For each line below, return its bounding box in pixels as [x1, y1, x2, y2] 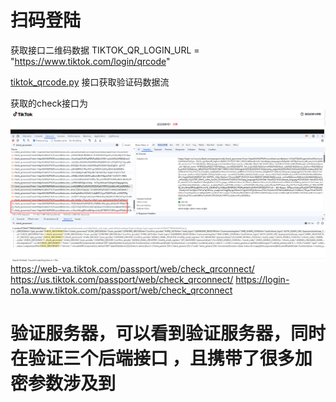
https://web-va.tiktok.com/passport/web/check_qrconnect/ [10, 262, 255, 275]
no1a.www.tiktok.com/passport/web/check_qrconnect [10, 284, 233, 296]
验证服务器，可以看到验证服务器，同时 [10, 322, 327, 345]
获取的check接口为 [10, 97, 89, 109]
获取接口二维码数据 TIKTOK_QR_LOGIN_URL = [10, 44, 200, 56]
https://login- [235, 273, 290, 285]
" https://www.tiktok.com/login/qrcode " [10, 55, 171, 67]
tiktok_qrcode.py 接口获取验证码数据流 [10, 76, 170, 88]
